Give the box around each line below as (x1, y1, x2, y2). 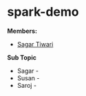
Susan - (17, 73, 40, 82)
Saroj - (17, 81, 36, 89)
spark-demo (7, 4, 79, 20)
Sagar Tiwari (17, 40, 54, 48)
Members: (7, 27, 38, 35)
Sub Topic (7, 53, 36, 62)
